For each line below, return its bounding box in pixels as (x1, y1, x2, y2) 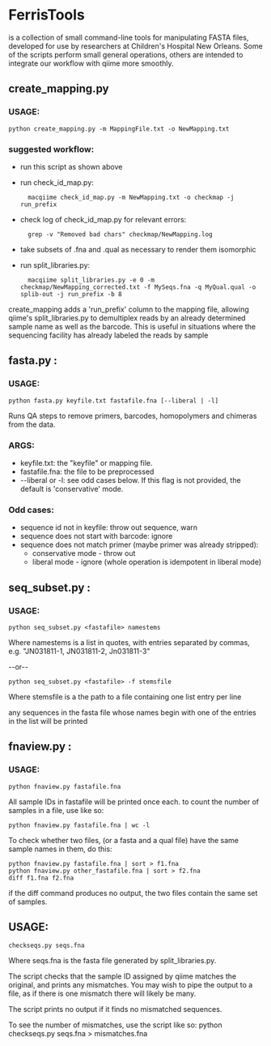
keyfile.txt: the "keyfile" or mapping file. (19, 458, 153, 467)
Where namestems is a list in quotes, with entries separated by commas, (8, 637, 251, 647)
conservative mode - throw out (32, 549, 136, 558)
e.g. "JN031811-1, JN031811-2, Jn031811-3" (8, 646, 151, 656)
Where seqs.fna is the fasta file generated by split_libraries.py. (8, 956, 217, 966)
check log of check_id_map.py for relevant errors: (19, 214, 187, 224)
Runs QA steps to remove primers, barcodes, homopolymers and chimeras (8, 411, 257, 420)
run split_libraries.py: (19, 260, 91, 269)
